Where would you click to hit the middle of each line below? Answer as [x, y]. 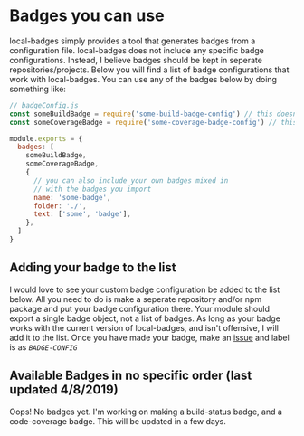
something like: [38, 89]
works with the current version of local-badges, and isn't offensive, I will [144, 327]
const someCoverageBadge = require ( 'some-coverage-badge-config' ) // [143, 122]
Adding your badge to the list [93, 268]
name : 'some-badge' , [72, 197]
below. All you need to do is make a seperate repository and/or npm [136, 299]
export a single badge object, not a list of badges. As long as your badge [145, 318]
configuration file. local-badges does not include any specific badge [137, 50]
